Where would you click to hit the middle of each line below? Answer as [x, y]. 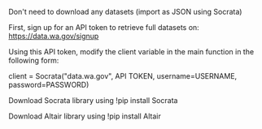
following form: [34, 60]
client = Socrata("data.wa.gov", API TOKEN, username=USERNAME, [123, 76]
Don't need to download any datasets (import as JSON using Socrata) [125, 12]
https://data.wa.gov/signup [54, 36]
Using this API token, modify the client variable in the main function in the [131, 52]
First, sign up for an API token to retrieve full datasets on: [104, 27]
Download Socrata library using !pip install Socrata [93, 100]
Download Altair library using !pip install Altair [85, 116]
